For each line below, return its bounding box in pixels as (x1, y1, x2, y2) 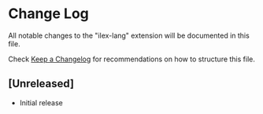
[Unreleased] (8, 77, 75, 90)
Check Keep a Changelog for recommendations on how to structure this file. (8, 54, 256, 64)
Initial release (19, 97, 63, 107)
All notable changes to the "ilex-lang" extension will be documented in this (8, 31, 250, 40)
